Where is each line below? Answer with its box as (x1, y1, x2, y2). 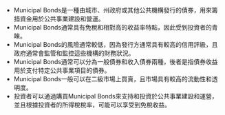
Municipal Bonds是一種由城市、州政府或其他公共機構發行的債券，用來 (13, 6, 212, 14)
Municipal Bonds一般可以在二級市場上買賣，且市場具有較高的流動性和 (13, 75, 212, 83)
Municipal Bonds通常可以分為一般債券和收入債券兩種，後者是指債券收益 (13, 58, 218, 65)
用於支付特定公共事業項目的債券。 (13, 66, 111, 74)
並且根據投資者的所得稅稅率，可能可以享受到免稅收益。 (13, 101, 171, 109)
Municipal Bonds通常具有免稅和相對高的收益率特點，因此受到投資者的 (13, 23, 212, 31)
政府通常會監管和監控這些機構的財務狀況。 (13, 49, 135, 57)
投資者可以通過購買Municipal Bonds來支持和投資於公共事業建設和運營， (13, 92, 218, 100)
